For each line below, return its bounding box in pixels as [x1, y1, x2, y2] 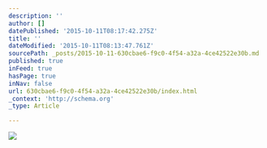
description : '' [8, 11, 63, 20]
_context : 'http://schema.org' [8, 95, 114, 103]
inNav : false [8, 79, 53, 87]
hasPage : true [8, 72, 57, 80]
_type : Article [8, 102, 60, 110]
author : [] [8, 19, 45, 27]
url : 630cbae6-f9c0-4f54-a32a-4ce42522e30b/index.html [8, 87, 198, 95]
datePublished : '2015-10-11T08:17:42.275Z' [8, 27, 158, 35]
